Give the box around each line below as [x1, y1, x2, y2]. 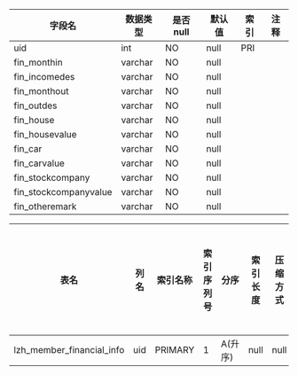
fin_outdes [13, 99, 58, 112]
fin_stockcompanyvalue [13, 186, 113, 198]
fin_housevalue [13, 129, 77, 140]
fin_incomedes [13, 71, 75, 82]
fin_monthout [13, 85, 69, 97]
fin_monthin [13, 57, 64, 68]
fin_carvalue [13, 157, 65, 169]
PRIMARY [154, 344, 195, 355]
